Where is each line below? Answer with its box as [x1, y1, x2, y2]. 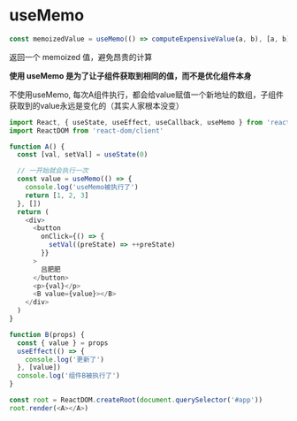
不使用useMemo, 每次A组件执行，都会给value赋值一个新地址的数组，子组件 [9, 89, 285, 100]
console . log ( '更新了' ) [25, 355, 104, 364]
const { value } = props [17, 338, 109, 348]
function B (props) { [9, 330, 86, 339]
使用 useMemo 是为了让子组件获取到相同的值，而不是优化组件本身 [9, 70, 252, 80]
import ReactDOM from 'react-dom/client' [9, 126, 164, 135]
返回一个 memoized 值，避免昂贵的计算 [9, 51, 153, 62]
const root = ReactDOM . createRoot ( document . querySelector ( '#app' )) [9, 395, 263, 405]
